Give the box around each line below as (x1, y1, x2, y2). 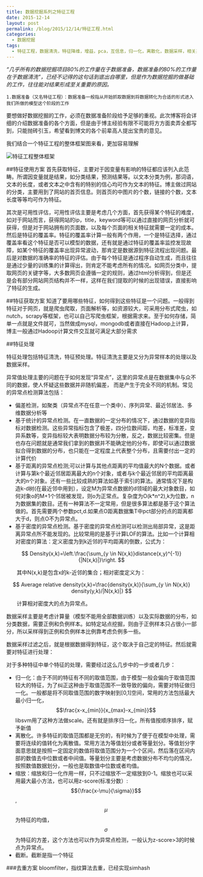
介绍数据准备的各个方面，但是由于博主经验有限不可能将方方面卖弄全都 (16, 119, 192, 126)
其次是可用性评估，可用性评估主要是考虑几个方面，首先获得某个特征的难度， (6, 208, 197, 215)
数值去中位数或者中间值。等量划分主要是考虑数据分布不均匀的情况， (25, 754, 195, 761)
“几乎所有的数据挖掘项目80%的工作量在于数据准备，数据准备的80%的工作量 (6, 65, 197, 73)
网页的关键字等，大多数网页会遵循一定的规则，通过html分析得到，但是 (11, 269, 187, 276)
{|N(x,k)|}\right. (78, 556, 117, 563)
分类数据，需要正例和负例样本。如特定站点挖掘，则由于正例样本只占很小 (6, 620, 186, 627)
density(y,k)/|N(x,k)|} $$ (71, 587, 132, 594)
